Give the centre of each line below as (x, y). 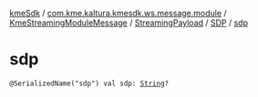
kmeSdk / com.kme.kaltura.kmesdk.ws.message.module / (118, 13)
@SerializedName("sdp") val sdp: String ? (89, 83)
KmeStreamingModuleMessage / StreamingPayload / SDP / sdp (129, 23)
